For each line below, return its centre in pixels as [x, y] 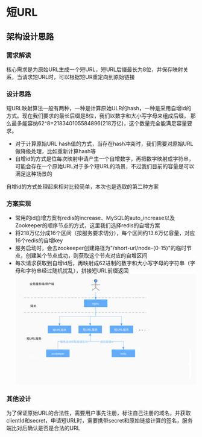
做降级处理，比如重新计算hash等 [55, 151]
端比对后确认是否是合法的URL [43, 428]
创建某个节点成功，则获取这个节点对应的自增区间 [87, 256]
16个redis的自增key [39, 241]
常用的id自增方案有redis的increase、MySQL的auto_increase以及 [95, 218]
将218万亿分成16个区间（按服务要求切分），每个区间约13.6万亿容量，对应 [105, 233]
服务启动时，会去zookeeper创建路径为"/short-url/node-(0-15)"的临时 [101, 248]
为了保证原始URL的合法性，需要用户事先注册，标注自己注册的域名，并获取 [99, 413]
